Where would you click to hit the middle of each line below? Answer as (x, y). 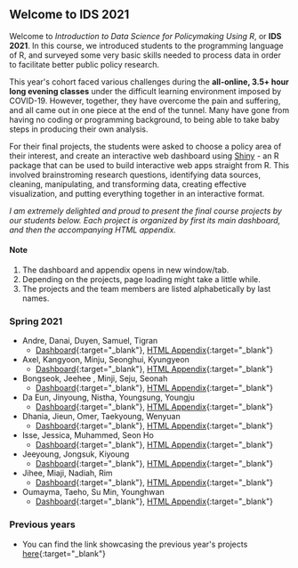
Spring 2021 (36, 321)
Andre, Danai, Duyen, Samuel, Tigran (90, 341)
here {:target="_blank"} (64, 553)
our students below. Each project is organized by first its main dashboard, (145, 220)
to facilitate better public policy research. (85, 64)
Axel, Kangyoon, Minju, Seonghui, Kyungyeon (105, 360)
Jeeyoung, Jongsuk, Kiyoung (76, 454)
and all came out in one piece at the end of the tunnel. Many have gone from (149, 110)
